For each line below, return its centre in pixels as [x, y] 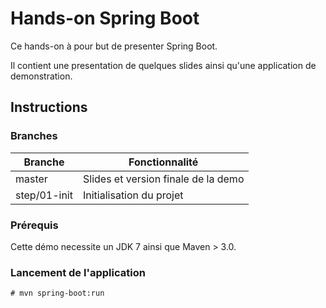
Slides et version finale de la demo [163, 179]
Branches [34, 136]
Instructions [49, 107]
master [31, 179]
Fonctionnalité [163, 162]
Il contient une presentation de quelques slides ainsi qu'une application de [163, 65]
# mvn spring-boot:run [57, 293]
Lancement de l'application [78, 272]
